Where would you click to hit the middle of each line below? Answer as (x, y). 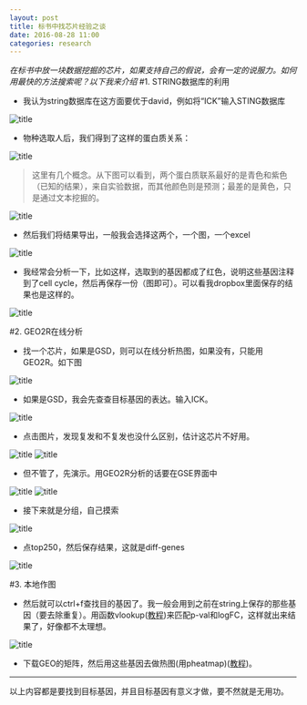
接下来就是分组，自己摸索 (71, 510)
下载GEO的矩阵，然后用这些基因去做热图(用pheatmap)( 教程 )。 (140, 664)
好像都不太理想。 (79, 627)
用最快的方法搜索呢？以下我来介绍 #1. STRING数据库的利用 (120, 82)
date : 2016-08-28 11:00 (55, 35)
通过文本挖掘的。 (72, 198)
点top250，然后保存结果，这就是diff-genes (103, 547)
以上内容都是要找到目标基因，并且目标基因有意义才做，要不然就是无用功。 (149, 691)
